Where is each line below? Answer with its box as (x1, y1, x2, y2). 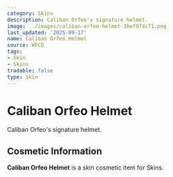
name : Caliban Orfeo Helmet (7, 36, 88, 42)
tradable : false (7, 67, 53, 74)
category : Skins (7, 10, 53, 17)
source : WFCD (7, 42, 44, 49)
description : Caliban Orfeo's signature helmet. (7, 16, 148, 23)
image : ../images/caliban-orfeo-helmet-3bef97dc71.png (7, 23, 167, 29)
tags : (7, 49, 23, 55)
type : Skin (7, 73, 38, 81)
